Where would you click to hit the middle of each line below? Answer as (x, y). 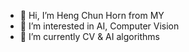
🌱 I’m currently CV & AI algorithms (89, 36)
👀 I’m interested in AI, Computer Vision (99, 26)
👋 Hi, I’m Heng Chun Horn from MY (92, 15)
